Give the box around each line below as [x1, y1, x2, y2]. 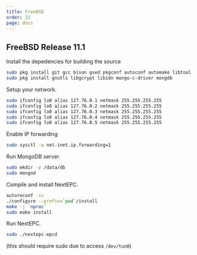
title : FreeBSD [6, 8, 44, 15]
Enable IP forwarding [6, 130, 58, 138]
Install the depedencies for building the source [6, 58, 121, 65]
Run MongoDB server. [6, 153, 61, 160]
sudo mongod [6, 170, 36, 177]
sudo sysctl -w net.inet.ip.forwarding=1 [6, 142, 111, 148]
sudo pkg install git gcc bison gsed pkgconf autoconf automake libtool [6, 69, 192, 75]
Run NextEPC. [6, 220, 41, 227]
